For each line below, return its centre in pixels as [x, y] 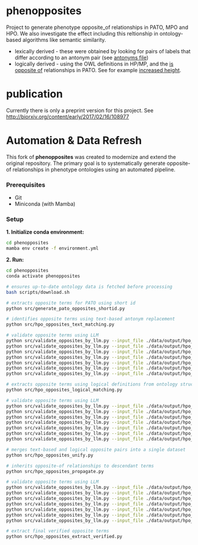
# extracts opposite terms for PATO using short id [71, 303]
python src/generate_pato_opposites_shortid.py [66, 309]
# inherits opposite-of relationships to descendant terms [80, 466]
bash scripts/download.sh [38, 292]
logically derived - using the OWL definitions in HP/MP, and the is [94, 64]
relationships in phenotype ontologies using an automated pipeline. [94, 169]
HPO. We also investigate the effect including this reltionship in [82, 33]
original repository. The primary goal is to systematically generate [86, 163]
